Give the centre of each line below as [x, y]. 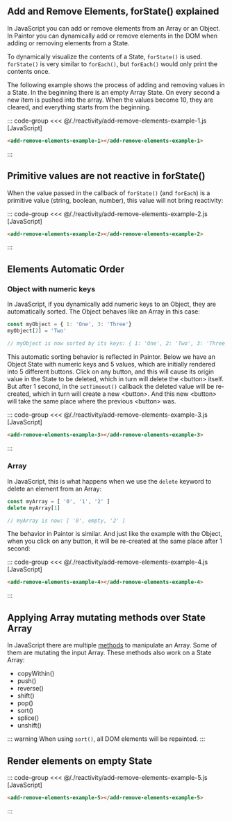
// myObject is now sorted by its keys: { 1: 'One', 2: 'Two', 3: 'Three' [118, 343]
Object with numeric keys [51, 289]
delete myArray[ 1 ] [34, 508]
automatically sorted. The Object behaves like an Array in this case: [103, 312]
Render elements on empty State [80, 761]
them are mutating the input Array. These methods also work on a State [109, 653]
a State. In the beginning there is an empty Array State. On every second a [114, 92]
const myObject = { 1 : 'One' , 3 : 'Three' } [69, 324]
